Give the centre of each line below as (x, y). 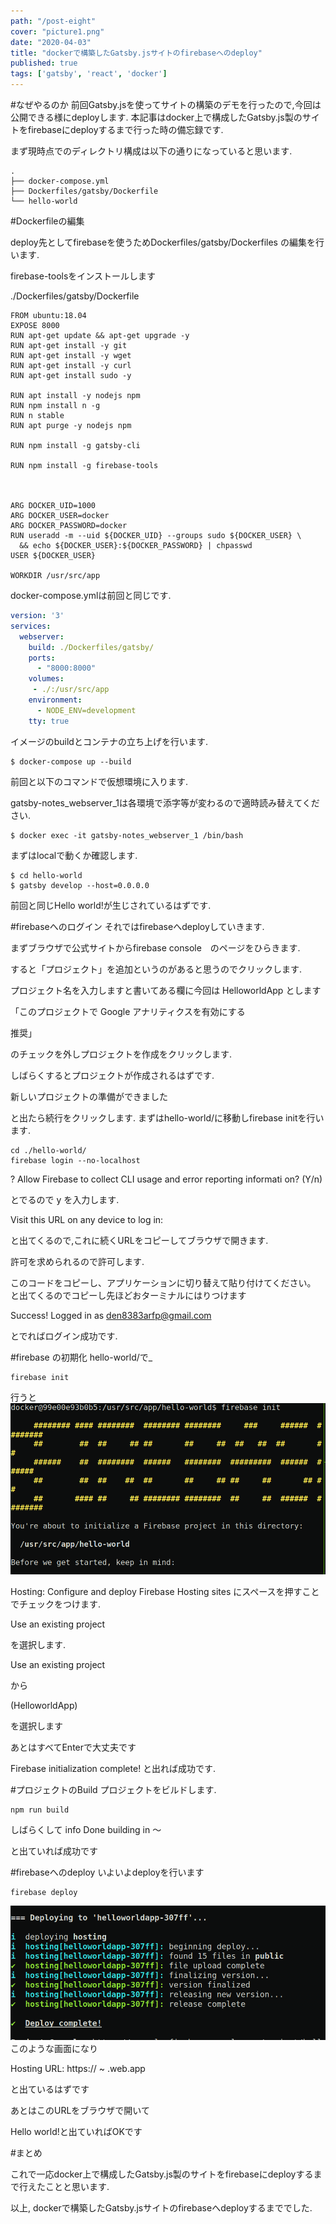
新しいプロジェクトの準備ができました (89, 1096)
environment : (55, 700)
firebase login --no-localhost (75, 1160)
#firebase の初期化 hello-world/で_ (81, 1357)
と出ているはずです (50, 2089)
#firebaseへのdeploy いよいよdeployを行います (107, 1872)
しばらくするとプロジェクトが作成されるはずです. (112, 1075)
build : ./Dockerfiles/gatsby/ (91, 647)
